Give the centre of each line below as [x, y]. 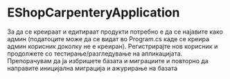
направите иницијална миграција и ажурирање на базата [92, 68]
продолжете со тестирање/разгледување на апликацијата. [95, 54]
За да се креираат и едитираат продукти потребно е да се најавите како [115, 32]
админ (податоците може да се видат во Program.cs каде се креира [108, 38]
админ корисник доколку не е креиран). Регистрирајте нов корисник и [113, 46]
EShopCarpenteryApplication [94, 13]
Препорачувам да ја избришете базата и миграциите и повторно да [108, 60]
